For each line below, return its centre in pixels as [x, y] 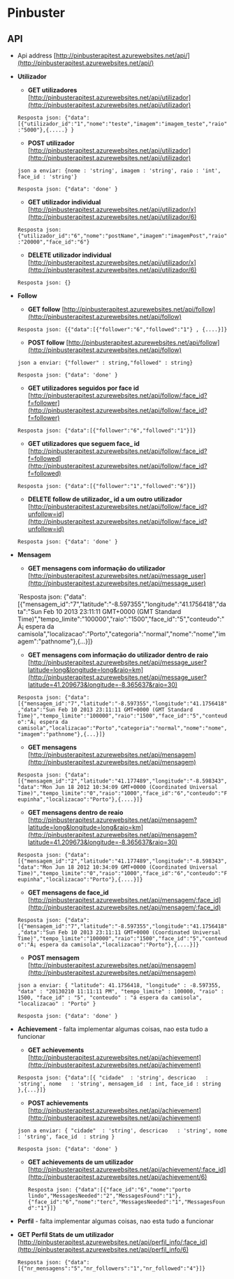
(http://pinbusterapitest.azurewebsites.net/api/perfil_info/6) [103, 1250]
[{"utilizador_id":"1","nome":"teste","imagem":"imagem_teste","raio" [122, 124]
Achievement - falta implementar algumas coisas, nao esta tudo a [112, 1029]
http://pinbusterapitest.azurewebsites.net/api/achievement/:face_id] [128, 1169]
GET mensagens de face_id [68, 893]
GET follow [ [46, 309]
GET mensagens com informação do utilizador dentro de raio [118, 655]
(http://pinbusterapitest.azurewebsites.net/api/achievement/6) [117, 1177]
